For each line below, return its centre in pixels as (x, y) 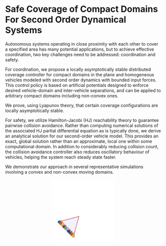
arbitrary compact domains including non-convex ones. (62, 96)
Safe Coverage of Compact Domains (82, 9)
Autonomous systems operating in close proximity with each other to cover (82, 44)
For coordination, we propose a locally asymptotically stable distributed (78, 69)
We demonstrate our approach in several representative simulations (74, 167)
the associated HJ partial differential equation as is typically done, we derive (83, 130)
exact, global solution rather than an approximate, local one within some (79, 141)
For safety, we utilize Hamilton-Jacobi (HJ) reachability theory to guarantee (82, 120)
